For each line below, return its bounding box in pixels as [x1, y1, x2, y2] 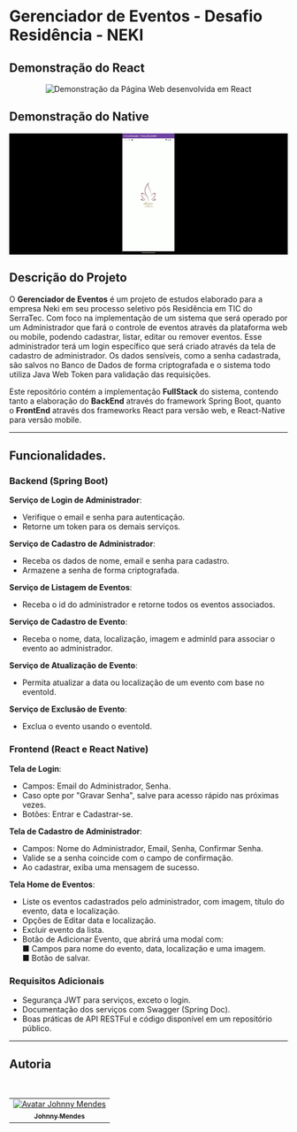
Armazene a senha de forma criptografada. [21, 565, 179, 576]
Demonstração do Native [9, 109, 149, 125]
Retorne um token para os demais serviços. [21, 521, 181, 532]
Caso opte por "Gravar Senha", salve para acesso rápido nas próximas [21, 789, 279, 800]
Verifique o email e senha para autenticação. [21, 512, 186, 523]
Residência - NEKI [9, 25, 144, 45]
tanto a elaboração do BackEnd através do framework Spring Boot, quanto [9, 396, 281, 406]
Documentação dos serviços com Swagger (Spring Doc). [21, 1004, 231, 1014]
